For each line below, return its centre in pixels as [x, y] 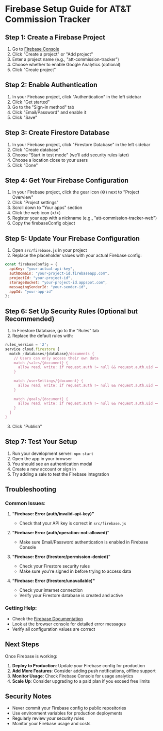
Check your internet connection [51, 590]
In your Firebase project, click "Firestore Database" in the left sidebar [81, 144]
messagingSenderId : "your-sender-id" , [49, 287]
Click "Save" [24, 117]
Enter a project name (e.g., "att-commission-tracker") [65, 59]
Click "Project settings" [35, 203]
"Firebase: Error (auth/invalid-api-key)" [53, 514]
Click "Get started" [31, 102]
